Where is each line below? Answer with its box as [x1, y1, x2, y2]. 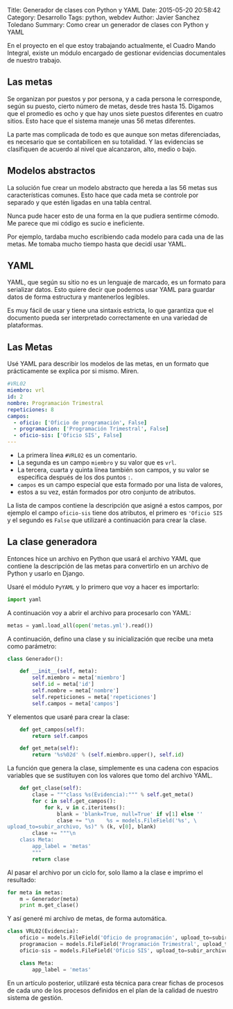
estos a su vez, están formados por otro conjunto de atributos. [17, 488, 196, 496]
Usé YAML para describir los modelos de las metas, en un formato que [7, 360, 209, 368]
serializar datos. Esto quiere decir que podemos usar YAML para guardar [7, 286, 215, 294]
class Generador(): [7, 655, 64, 662]
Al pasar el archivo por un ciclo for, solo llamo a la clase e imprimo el [7, 868, 203, 877]
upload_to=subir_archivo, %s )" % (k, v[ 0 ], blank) [7, 823, 157, 831]
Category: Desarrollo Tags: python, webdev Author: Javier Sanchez [7, 13, 200, 21]
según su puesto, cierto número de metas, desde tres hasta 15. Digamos [7, 102, 214, 110]
